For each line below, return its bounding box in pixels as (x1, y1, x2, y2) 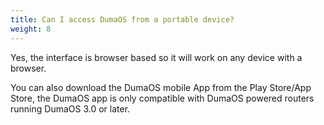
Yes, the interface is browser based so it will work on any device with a (10, 51, 303, 63)
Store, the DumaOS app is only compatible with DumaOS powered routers (10, 92, 315, 104)
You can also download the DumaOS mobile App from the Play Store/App (10, 81, 312, 93)
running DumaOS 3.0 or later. (10, 102, 131, 115)
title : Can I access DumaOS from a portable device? (10, 14, 235, 25)
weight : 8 (10, 24, 52, 34)
